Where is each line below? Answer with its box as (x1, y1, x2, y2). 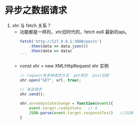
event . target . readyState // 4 (29, 105, 97, 111)
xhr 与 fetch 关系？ (12, 22, 52, 28)
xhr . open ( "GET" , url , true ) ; (19, 78, 82, 83)
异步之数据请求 (5, 5, 67, 16)
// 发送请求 (19, 87, 42, 92)
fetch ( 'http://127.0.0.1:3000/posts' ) (19, 39, 102, 44)
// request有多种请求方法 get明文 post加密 (19, 73, 110, 78)
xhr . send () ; (19, 92, 45, 97)
